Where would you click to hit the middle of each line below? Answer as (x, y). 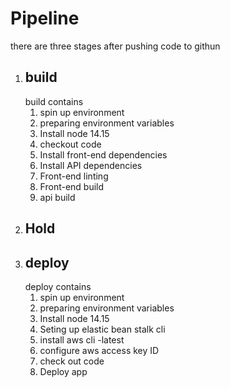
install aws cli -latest (82, 339)
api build (57, 197)
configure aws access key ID (99, 350)
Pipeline (45, 18)
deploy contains (58, 286)
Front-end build (72, 186)
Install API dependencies (91, 165)
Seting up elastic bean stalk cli (102, 329)
